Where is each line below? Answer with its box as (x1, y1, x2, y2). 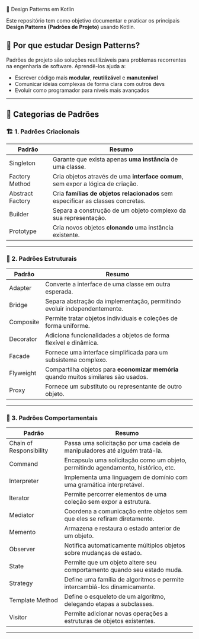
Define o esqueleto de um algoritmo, (64, 593, 166, 601)
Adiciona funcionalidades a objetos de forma (45, 331, 170, 339)
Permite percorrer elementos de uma (64, 490, 167, 499)
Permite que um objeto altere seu (64, 558, 157, 567)
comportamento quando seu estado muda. (64, 566, 183, 574)
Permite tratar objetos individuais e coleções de (45, 314, 178, 322)
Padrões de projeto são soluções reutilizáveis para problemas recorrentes (6, 56, 187, 63)
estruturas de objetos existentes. (64, 617, 156, 625)
